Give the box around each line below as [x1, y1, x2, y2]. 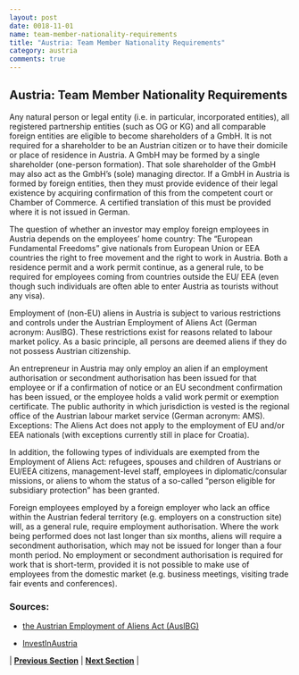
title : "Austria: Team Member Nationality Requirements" [9, 38, 226, 47]
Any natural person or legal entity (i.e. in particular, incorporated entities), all [9, 111, 290, 122]
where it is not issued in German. [9, 207, 131, 217]
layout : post [9, 13, 58, 22]
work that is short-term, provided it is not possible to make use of [9, 559, 250, 570]
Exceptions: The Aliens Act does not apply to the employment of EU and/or [9, 419, 286, 430]
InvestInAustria [21, 638, 78, 649]
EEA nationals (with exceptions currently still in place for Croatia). [9, 429, 250, 440]
